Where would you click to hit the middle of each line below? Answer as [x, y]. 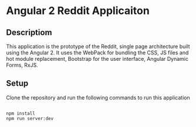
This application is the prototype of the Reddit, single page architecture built [98, 46]
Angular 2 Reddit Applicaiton [78, 11]
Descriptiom [29, 32]
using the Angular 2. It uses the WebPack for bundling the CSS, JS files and [97, 53]
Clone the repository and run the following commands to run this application [98, 97]
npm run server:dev [30, 118]
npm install [21, 113]
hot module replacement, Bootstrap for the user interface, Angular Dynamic [97, 59]
